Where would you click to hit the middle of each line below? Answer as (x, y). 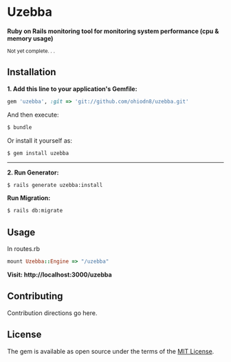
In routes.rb (23, 249)
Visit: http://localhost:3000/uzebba (59, 274)
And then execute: (33, 114)
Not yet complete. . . (31, 51)
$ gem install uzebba (38, 153)
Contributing (35, 296)
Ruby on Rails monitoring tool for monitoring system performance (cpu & (113, 31)
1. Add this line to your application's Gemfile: (72, 89)
